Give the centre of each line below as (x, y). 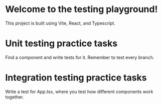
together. (15, 97)
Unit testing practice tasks (61, 43)
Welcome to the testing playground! (82, 9)
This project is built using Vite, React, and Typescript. (60, 23)
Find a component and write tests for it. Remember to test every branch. (80, 57)
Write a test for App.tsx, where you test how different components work (79, 91)
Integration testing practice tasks (76, 78)
